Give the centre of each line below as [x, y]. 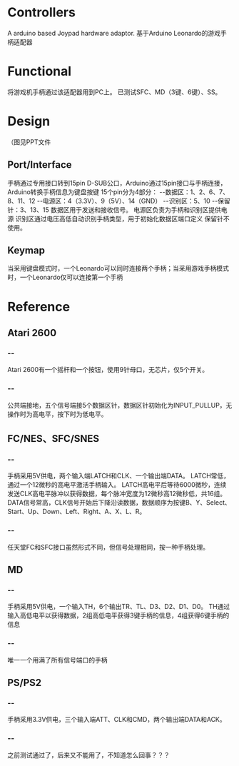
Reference [39, 307]
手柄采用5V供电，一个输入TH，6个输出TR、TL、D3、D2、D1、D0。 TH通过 [119, 607]
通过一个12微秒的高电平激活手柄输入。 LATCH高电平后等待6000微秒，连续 [117, 485]
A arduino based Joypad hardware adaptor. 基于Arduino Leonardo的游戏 [114, 33]
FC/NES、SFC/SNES [54, 439]
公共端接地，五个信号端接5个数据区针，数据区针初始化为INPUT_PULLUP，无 [120, 405]
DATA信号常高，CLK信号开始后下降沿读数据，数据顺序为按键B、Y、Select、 [119, 503]
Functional [40, 71]
